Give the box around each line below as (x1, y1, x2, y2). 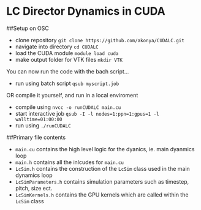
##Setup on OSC (6, 24, 49, 32)
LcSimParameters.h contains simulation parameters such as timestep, (15, 178, 189, 185)
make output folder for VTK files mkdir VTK (15, 56, 123, 63)
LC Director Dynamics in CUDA (6, 4, 165, 18)
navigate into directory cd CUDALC (15, 43, 99, 50)
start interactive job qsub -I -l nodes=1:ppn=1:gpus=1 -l (15, 110, 159, 117)
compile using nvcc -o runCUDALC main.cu (15, 103, 121, 111)
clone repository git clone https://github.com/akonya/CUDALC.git (15, 36, 185, 43)
